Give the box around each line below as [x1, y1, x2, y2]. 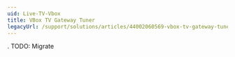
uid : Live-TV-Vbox [7, 10, 61, 17]
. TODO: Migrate [7, 42, 55, 51]
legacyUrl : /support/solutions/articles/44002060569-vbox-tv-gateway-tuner [7, 23, 233, 30]
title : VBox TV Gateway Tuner [7, 17, 96, 24]
